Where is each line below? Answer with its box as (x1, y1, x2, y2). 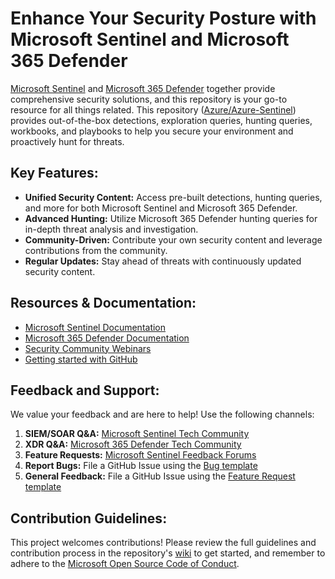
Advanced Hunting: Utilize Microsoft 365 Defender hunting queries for (24, 212, 318, 224)
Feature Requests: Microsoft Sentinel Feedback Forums (24, 449, 257, 461)
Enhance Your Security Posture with (10, 7, 317, 30)
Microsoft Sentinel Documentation (24, 321, 167, 333)
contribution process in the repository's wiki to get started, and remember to (10, 547, 326, 559)
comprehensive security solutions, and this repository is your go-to (10, 93, 288, 105)
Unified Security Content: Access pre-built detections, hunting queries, (24, 191, 323, 203)
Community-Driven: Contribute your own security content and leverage (24, 233, 323, 246)
